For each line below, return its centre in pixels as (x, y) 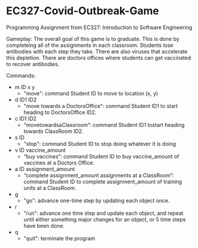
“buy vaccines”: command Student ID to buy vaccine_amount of (101, 156)
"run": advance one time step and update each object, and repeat (103, 213)
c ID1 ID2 (25, 118)
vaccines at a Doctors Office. (59, 163)
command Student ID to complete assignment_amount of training (103, 182)
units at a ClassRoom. (50, 187)
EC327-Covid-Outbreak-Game (83, 11)
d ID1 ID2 (26, 100)
